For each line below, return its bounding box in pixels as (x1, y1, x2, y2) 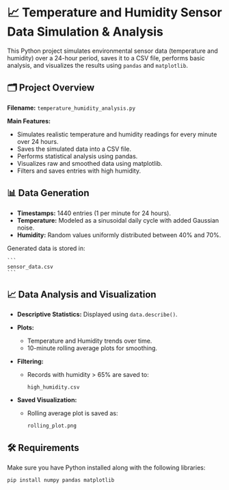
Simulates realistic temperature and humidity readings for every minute (16, 130, 217, 138)
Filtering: (16, 357, 44, 366)
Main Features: (7, 117, 51, 125)
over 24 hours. (16, 137, 59, 145)
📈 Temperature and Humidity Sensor (7, 5, 222, 21)
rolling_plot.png (27, 422, 77, 430)
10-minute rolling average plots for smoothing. (27, 344, 158, 352)
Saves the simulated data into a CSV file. (16, 145, 132, 153)
